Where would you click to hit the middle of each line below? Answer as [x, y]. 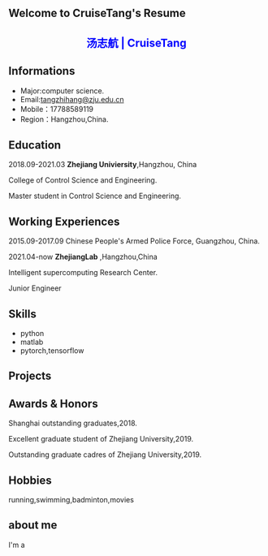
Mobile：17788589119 [57, 109]
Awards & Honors [54, 404]
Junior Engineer [35, 288]
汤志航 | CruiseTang [136, 43]
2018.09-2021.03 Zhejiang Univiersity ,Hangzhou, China [103, 165]
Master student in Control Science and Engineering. [95, 196]
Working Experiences [64, 221]
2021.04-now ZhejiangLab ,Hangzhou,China [83, 257]
